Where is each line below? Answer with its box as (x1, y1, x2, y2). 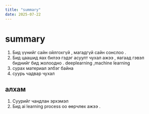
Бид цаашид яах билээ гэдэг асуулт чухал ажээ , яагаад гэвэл (12, 55, 145, 61)
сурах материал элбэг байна (12, 65, 74, 71)
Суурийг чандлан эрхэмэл (12, 98, 69, 104)
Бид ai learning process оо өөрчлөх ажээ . (12, 104, 100, 110)
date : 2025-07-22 (5, 12, 41, 17)
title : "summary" (5, 7, 41, 12)
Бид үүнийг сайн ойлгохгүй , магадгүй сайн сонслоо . (12, 50, 126, 56)
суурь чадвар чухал (12, 70, 55, 77)
